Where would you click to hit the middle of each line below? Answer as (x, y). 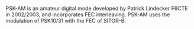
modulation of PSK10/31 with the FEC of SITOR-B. (66, 21)
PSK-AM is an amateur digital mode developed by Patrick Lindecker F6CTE (97, 8)
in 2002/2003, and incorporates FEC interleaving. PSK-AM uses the (88, 14)
